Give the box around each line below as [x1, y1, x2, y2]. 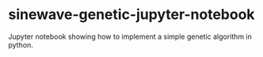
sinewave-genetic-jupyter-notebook [8, 6, 255, 24]
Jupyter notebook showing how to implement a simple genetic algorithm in [8, 32, 252, 41]
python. [8, 40, 33, 49]
